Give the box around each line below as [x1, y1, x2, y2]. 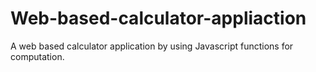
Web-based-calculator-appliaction [10, 7, 307, 30]
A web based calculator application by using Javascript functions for [10, 40, 294, 52]
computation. [10, 50, 65, 62]
